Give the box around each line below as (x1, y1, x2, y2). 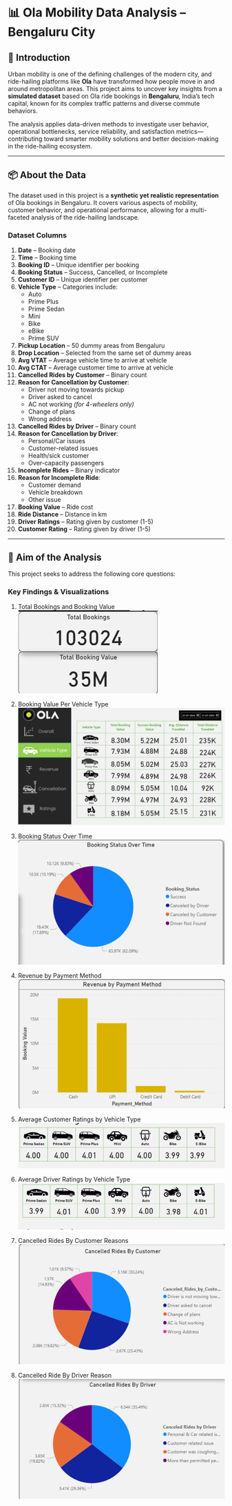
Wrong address (28, 415, 72, 423)
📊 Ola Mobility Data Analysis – (8, 5, 187, 21)
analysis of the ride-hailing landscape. (31, 213, 140, 221)
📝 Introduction (8, 52, 71, 64)
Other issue (28, 496, 61, 504)
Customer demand (28, 481, 81, 490)
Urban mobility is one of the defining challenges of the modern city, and (8, 70, 212, 78)
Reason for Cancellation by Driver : (17, 429, 118, 438)
